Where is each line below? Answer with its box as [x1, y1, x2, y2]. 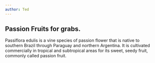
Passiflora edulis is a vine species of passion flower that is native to [5, 38, 140, 43]
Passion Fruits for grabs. [5, 25, 81, 33]
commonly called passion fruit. [5, 53, 67, 59]
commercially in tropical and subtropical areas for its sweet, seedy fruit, [5, 48, 148, 53]
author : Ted [5, 7, 29, 12]
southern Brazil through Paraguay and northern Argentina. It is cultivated [5, 43, 150, 49]
